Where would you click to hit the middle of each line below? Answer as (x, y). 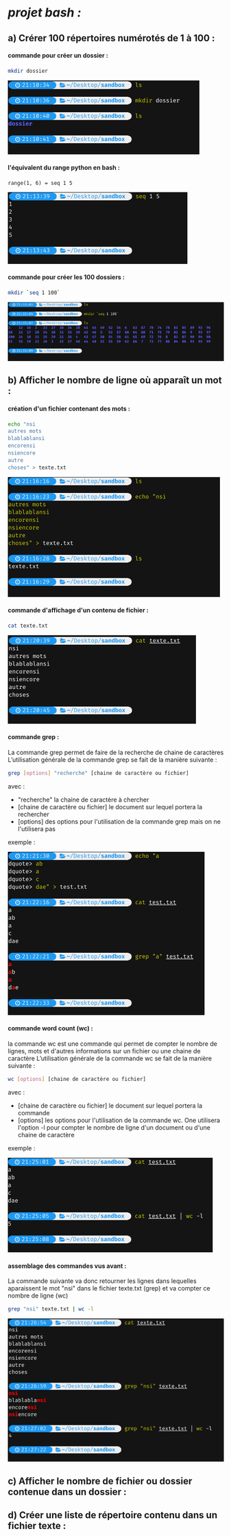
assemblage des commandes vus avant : (67, 1266)
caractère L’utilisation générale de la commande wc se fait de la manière (110, 1058)
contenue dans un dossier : (67, 1492)
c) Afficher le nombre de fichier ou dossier (100, 1481)
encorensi (22, 446)
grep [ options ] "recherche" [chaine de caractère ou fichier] (98, 773)
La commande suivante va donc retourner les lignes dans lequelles (102, 1281)
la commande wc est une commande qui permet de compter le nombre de (113, 1044)
